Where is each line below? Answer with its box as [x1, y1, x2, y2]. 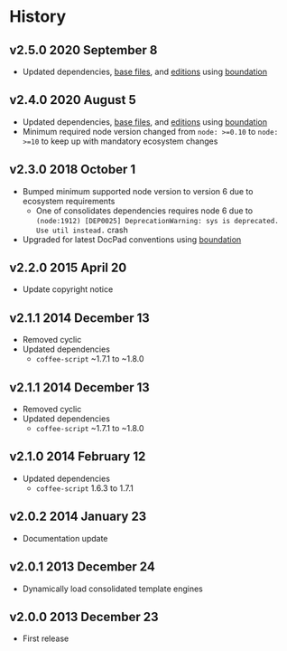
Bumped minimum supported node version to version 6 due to [22, 185, 254, 196]
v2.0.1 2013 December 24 [9, 559, 155, 575]
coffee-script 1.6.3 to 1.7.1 [35, 482, 134, 494]
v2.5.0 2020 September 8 [9, 42, 158, 58]
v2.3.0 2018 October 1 [9, 162, 136, 177]
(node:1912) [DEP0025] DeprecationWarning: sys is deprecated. [35, 216, 280, 225]
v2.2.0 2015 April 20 [9, 260, 127, 276]
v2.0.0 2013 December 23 [9, 609, 160, 625]
